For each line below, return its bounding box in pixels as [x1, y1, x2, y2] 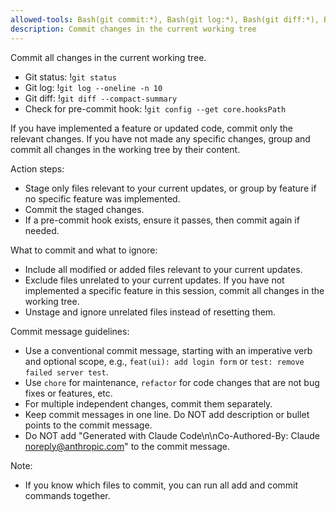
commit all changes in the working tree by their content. [10, 143, 241, 155]
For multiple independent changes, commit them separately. [24, 397, 273, 410]
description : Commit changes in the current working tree [10, 24, 257, 34]
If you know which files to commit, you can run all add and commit [24, 479, 299, 491]
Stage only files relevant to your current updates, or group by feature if [24, 182, 317, 194]
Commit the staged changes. [24, 203, 145, 215]
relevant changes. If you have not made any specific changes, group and [10, 132, 311, 145]
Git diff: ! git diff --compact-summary [24, 92, 178, 104]
